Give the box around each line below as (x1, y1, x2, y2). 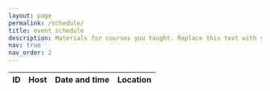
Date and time (55, 74, 110, 85)
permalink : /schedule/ (8, 19, 84, 27)
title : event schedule (8, 26, 84, 34)
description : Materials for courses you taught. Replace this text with (8, 34, 257, 42)
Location (117, 74, 152, 85)
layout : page (8, 11, 52, 20)
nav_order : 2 (8, 49, 52, 57)
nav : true (8, 42, 42, 49)
